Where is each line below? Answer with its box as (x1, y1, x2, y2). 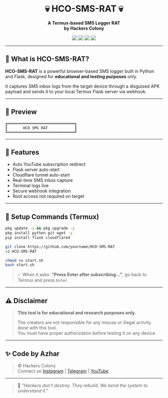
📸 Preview (5, 108, 37, 116)
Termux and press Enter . (17, 277, 69, 283)
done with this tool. (17, 325, 57, 331)
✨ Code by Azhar (5, 349, 60, 358)
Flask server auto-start (12, 166, 60, 173)
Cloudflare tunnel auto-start (12, 172, 70, 178)
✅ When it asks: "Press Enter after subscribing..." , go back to (17, 272, 147, 278)
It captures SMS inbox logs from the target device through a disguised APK (5, 83, 160, 89)
